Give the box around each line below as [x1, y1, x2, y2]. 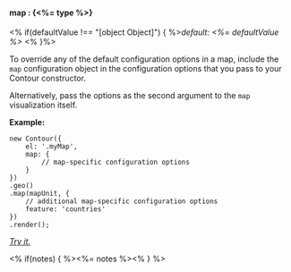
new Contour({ [9, 134, 63, 143]
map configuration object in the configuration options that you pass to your [9, 64, 282, 74]
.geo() [9, 182, 34, 191]
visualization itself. [9, 99, 78, 111]
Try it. [9, 236, 31, 247]
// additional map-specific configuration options [25, 197, 218, 206]
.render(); [9, 220, 50, 230]
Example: [9, 117, 46, 128]
